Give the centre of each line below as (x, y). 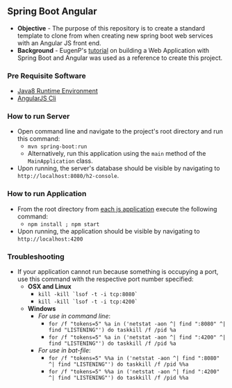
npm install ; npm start (64, 224)
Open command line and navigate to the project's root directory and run (120, 131)
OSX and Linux (49, 286)
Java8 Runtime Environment (58, 91)
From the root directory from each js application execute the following (117, 209)
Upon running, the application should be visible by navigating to (108, 231)
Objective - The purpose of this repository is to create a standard (111, 28)
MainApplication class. (60, 161)
